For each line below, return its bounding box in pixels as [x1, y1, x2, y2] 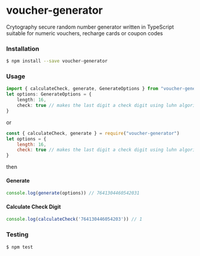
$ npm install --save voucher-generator [6, 58, 108, 64]
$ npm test [6, 244, 33, 250]
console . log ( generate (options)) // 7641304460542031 [6, 190, 140, 196]
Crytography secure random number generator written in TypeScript [6, 23, 174, 30]
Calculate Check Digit [6, 203, 61, 210]
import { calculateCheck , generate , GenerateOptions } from [6, 86, 159, 92]
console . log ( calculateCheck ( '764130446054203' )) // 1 [6, 216, 143, 223]
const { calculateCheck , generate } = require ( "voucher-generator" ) [6, 130, 180, 136]
